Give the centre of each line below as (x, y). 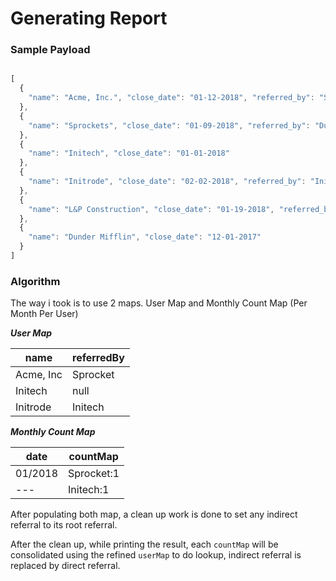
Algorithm (35, 281)
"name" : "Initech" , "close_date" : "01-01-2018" (129, 153)
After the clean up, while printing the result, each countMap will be (144, 544)
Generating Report (89, 18)
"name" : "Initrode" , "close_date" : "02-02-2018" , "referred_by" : (167, 182)
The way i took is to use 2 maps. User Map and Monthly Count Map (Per (159, 303)
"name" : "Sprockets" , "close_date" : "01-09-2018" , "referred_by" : (169, 125)
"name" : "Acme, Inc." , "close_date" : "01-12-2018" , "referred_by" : (171, 98)
